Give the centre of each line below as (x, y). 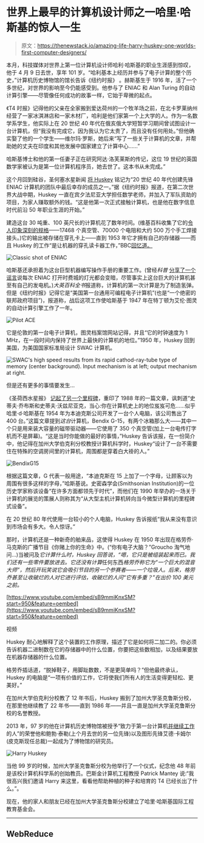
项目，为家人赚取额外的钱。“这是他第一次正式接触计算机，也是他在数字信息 (101, 202)
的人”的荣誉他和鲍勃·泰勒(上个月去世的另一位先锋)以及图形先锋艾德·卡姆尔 (99, 733)
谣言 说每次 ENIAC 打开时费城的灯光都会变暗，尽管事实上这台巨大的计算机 (98, 277)
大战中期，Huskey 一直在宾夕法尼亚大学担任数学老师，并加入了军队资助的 (104, 194)
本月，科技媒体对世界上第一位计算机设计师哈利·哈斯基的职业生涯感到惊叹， (100, 65)
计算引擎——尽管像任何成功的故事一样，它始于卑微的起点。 (81, 95)
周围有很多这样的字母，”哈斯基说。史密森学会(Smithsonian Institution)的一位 (100, 483)
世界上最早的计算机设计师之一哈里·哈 (99, 12)
